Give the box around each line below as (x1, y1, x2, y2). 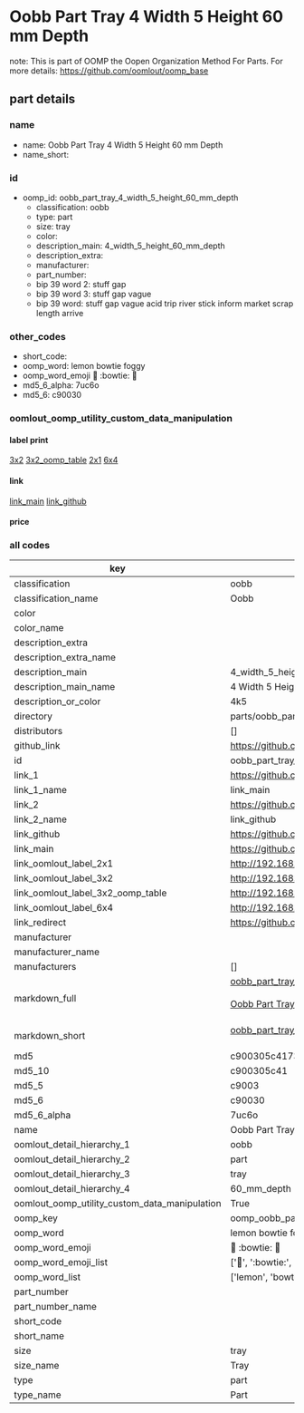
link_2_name (14, 813, 68, 826)
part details (9, 92, 76, 107)
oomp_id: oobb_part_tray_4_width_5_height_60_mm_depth (22, 192, 239, 203)
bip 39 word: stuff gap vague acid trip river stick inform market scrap (35, 297, 294, 309)
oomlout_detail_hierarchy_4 (14, 1183, 130, 1195)
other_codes (9, 330, 66, 343)
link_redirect (14, 916, 67, 929)
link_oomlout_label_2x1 (14, 857, 114, 870)
